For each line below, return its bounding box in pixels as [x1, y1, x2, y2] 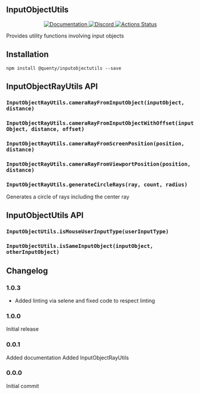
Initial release [6, 325, 39, 333]
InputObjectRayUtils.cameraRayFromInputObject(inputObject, [6, 99, 185, 106]
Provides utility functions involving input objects [6, 32, 124, 39]
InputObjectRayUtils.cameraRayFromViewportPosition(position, [6, 160, 191, 167]
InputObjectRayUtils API [6, 82, 99, 92]
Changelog [6, 265, 48, 276]
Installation [6, 49, 49, 60]
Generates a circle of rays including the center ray [6, 193, 130, 200]
